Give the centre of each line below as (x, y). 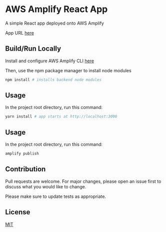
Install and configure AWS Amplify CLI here (49, 61)
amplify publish (22, 154)
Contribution (25, 169)
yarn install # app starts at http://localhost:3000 (61, 117)
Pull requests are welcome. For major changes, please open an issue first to (83, 181)
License (18, 212)
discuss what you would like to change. (46, 186)
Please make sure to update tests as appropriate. (56, 196)
